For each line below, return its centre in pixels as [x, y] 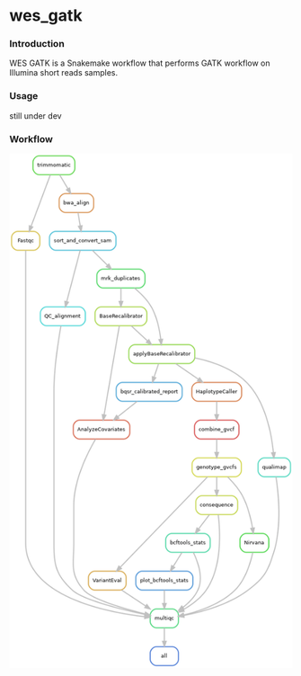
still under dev [35, 116]
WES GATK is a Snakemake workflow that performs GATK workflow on [140, 63]
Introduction [37, 44]
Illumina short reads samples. [64, 73]
